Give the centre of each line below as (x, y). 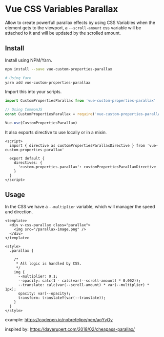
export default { (27, 158)
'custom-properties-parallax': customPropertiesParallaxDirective (87, 167)
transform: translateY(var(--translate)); (62, 298)
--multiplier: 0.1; (38, 276)
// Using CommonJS (24, 110)
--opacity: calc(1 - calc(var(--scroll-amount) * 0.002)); (79, 281)
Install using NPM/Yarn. (29, 60)
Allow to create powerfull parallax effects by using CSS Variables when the (80, 22)
